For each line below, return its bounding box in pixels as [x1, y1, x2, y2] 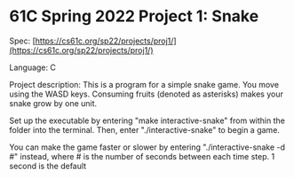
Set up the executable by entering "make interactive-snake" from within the [9, 115, 286, 126]
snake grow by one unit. [9, 97, 98, 108]
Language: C [9, 62, 56, 73]
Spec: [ [9, 35, 36, 46]
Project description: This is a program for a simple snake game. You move [9, 79, 280, 89]
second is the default [9, 160, 87, 171]
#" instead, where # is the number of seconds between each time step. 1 [9, 151, 275, 161]
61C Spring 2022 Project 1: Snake [9, 6, 259, 27]
